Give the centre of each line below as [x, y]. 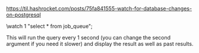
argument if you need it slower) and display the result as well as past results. [100, 44]
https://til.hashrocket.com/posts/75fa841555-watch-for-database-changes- [99, 9]
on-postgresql [24, 15]
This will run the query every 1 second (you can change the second [89, 37]
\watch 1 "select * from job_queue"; [50, 26]
